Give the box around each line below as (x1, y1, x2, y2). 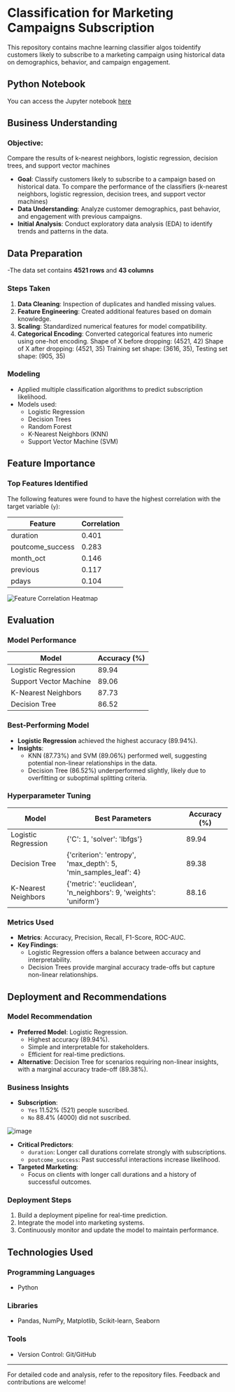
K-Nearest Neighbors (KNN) (27, 430, 108, 438)
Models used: (17, 400, 57, 408)
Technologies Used (7, 1246, 93, 1258)
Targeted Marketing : (17, 1163, 79, 1171)
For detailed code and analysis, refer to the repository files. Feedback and (7, 1370, 220, 1379)
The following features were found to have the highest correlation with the (7, 494, 221, 503)
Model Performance (7, 635, 77, 645)
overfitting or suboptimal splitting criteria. (27, 773, 148, 782)
